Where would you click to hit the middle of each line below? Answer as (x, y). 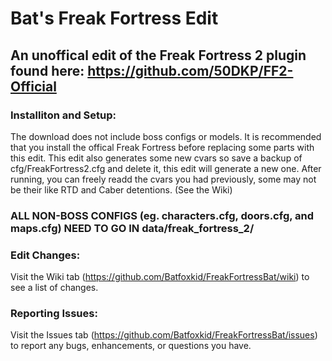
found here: (47, 70)
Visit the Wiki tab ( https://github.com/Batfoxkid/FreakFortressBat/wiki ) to (160, 277)
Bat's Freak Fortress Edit (114, 18)
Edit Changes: (45, 255)
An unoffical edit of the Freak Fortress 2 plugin (158, 55)
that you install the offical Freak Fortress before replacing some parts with (162, 147)
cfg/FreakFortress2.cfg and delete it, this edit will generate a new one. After (166, 168)
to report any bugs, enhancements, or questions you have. (131, 346)
